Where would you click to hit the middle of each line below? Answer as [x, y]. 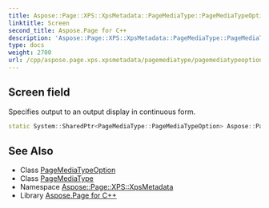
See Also [31, 151]
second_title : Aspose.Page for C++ [68, 30]
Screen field [39, 92]
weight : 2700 [30, 53]
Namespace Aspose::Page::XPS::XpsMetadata [96, 187]
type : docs [26, 45]
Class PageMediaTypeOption [68, 170]
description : [30, 38]
